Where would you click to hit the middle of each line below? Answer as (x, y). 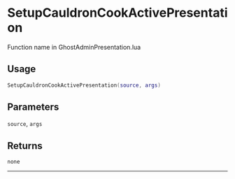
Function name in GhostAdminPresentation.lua (74, 47)
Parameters (33, 107)
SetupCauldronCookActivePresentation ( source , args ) (84, 85)
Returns (25, 146)
